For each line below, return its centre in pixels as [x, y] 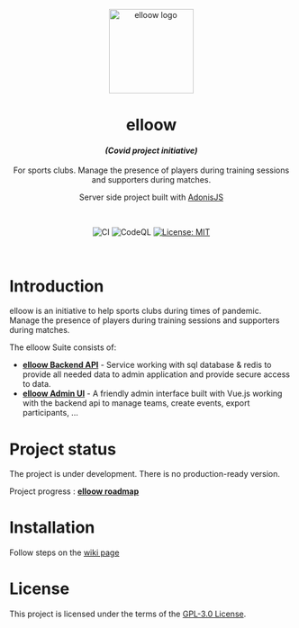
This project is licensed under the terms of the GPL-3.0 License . [128, 614]
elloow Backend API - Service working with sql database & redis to [147, 365]
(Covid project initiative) [151, 150]
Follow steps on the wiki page [64, 552]
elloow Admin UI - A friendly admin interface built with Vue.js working [152, 394]
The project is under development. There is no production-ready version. [145, 474]
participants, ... [50, 413]
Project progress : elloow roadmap [74, 491]
